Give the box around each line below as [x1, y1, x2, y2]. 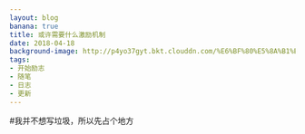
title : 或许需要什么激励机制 [9, 30, 106, 39]
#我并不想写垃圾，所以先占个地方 [9, 115, 134, 126]
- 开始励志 [9, 64, 45, 73]
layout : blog [9, 13, 59, 23]
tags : [9, 55, 30, 64]
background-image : [9, 47, 79, 56]
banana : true [9, 22, 59, 31]
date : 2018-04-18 [9, 38, 75, 48]
